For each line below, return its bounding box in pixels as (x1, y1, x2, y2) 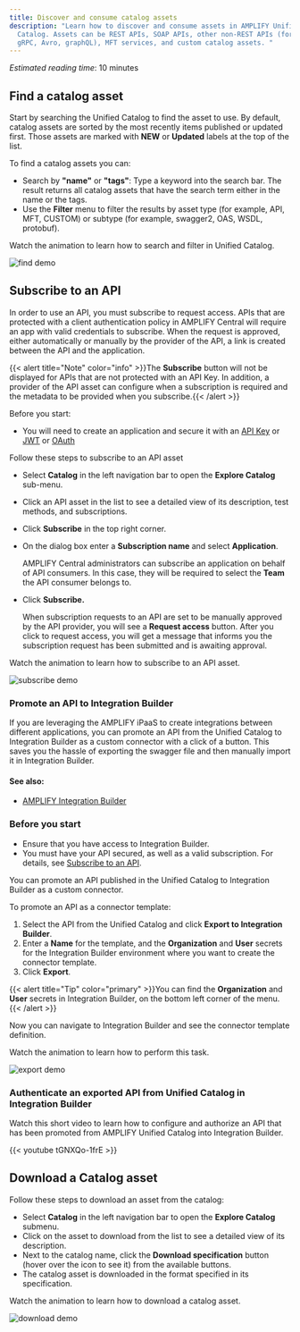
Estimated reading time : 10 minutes (9, 63, 139, 73)
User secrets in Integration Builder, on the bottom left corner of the (9, 993, 255, 1004)
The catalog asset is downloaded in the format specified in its (21, 1269, 249, 1279)
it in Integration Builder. (9, 755, 95, 766)
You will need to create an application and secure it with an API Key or (21, 426, 280, 436)
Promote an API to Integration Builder (9, 696, 174, 709)
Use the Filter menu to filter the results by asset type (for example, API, (21, 204, 285, 215)
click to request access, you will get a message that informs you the (21, 630, 272, 641)
